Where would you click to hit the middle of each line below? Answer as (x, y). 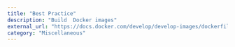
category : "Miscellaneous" (47, 33)
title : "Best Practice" (42, 13)
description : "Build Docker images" (62, 20)
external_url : (28, 26)
